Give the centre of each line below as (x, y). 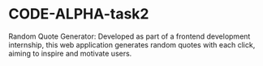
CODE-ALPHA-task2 (79, 14)
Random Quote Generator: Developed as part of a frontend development (129, 36)
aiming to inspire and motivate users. (70, 53)
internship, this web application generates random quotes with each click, (132, 44)
